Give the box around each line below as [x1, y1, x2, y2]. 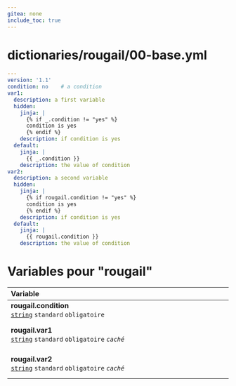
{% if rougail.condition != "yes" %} [25, 194, 137, 201]
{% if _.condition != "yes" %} [25, 116, 118, 123]
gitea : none [7, 10, 42, 18]
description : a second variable [13, 175, 109, 182]
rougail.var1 [11, 326, 53, 335]
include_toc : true [7, 17, 61, 24]
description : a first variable [13, 96, 105, 103]
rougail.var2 [11, 354, 53, 364]
